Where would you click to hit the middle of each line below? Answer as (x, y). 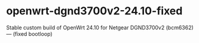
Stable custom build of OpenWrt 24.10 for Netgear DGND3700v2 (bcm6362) (100, 27)
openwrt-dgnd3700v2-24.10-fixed (94, 11)
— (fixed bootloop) (29, 33)
